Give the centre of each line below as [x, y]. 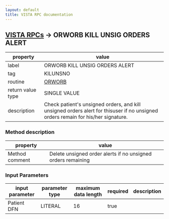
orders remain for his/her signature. [86, 117]
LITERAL [51, 206]
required [118, 191]
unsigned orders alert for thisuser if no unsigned [101, 111]
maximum [88, 188]
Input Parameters [27, 175]
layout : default [22, 10]
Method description [30, 132]
